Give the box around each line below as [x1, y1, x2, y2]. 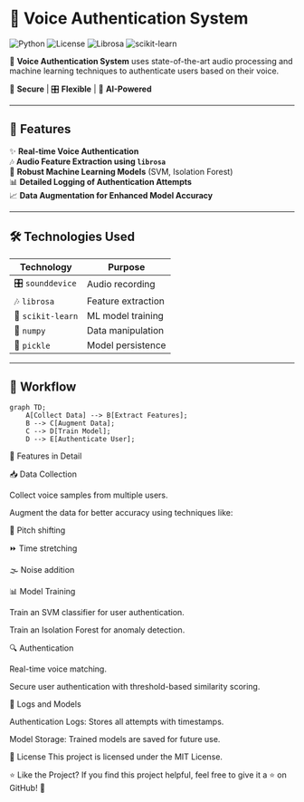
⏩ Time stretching [9, 543, 78, 554]
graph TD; [9, 403, 47, 412]
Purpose [108, 260, 146, 273]
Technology [19, 260, 72, 273]
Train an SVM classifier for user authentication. [9, 607, 185, 618]
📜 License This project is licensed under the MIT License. [9, 751, 223, 762]
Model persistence [87, 339, 166, 352]
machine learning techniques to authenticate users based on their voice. [9, 65, 280, 76]
